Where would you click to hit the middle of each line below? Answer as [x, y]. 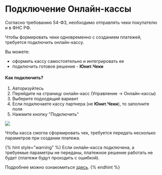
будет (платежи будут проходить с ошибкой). [52, 158]
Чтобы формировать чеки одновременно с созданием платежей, [73, 37]
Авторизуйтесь [28, 88]
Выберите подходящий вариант [45, 99]
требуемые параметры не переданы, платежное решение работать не [79, 153]
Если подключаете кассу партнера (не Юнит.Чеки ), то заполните [81, 104]
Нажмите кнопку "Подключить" [45, 114]
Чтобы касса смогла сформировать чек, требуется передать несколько [81, 133]
